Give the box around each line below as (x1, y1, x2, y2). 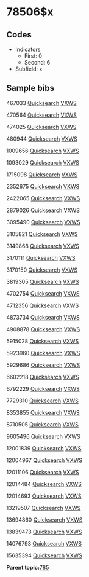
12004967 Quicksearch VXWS (6, 457, 83, 464)
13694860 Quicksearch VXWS (6, 516, 83, 524)
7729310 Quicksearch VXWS (6, 397, 79, 404)
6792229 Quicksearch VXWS (6, 385, 80, 392)
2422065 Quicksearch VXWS (6, 194, 80, 202)
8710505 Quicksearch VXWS (6, 420, 79, 428)
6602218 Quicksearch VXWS (6, 373, 79, 380)
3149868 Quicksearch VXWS (6, 242, 79, 249)
